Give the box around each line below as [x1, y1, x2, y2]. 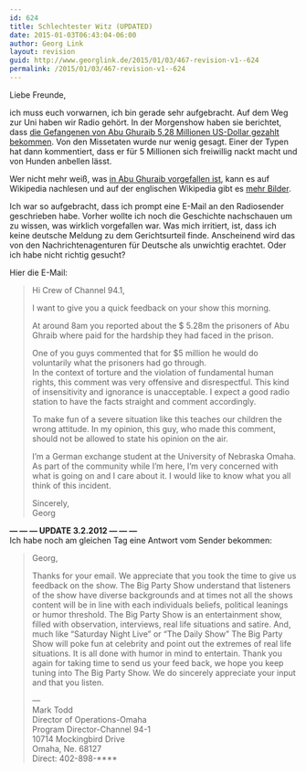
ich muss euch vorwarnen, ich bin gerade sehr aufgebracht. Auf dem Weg [9, 107, 289, 118]
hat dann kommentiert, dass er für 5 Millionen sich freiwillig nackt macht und [9, 145, 298, 156]
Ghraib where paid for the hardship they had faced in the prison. [31, 330, 274, 341]
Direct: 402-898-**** [31, 753, 118, 764]
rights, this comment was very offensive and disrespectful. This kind [31, 376, 290, 387]
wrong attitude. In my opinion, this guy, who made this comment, [31, 423, 277, 434]
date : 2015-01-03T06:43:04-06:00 [9, 30, 137, 39]
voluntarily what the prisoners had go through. [31, 357, 207, 368]
